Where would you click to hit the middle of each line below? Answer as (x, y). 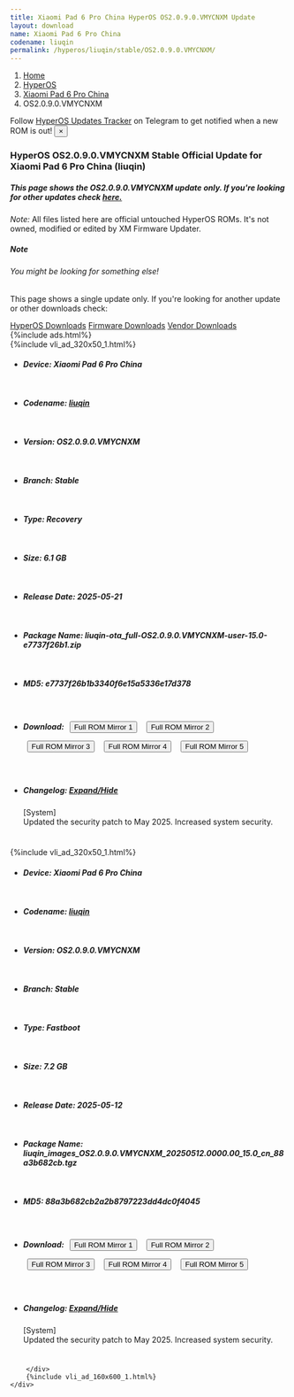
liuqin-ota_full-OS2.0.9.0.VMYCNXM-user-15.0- (176, 635)
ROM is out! (31, 131)
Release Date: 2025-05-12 (72, 1105)
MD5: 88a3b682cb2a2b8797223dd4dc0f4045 (112, 1201)
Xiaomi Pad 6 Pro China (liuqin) (78, 166)
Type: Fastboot (51, 1027)
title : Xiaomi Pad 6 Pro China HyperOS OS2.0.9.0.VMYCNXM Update (132, 17)
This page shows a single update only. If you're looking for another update (145, 298)
